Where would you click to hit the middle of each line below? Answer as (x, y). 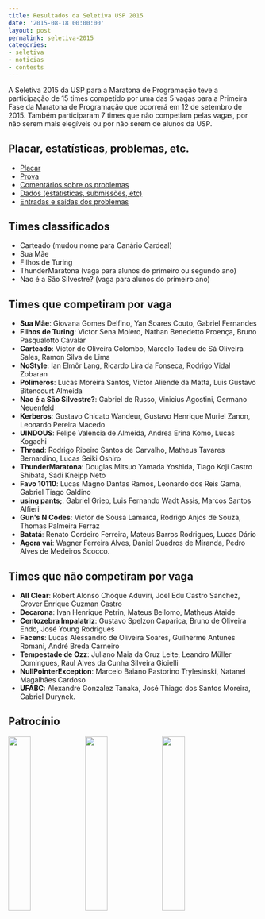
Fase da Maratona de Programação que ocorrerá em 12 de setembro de (125, 106)
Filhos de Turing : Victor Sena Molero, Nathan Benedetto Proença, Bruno (138, 332)
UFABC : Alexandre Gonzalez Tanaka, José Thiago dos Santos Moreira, (135, 688)
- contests (26, 68)
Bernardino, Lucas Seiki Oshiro (70, 458)
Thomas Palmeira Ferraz (60, 526)
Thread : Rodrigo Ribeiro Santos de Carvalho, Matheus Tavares (122, 450)
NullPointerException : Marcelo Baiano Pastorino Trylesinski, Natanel (132, 671)
